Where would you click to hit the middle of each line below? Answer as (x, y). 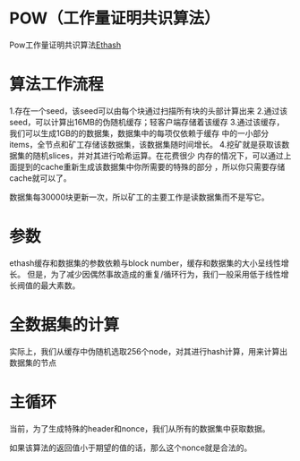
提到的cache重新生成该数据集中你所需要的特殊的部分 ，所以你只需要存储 (151, 166)
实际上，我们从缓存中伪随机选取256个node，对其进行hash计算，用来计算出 (149, 351)
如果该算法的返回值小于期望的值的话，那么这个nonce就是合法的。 (131, 448)
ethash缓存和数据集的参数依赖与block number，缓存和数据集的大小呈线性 (146, 263)
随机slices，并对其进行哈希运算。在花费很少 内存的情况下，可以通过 (158, 155)
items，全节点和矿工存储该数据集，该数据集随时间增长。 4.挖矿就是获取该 (146, 144)
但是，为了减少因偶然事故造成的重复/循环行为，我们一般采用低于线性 (154, 274)
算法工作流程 (57, 85)
